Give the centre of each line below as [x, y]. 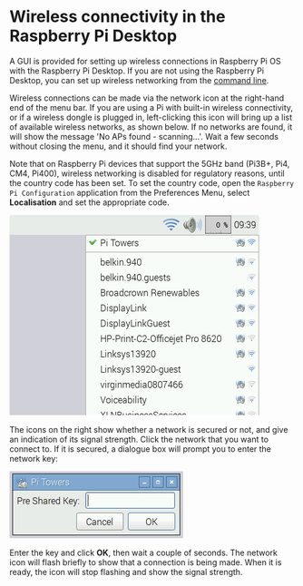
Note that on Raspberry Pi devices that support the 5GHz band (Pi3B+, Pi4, [150, 163]
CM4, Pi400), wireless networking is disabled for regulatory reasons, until [147, 173]
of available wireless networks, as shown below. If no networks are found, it [151, 127]
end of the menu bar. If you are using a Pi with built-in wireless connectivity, [151, 107]
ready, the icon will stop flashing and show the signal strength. [126, 571]
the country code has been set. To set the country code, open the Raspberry [152, 182]
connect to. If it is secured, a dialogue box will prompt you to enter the [141, 449]
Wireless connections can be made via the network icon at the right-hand [147, 98]
